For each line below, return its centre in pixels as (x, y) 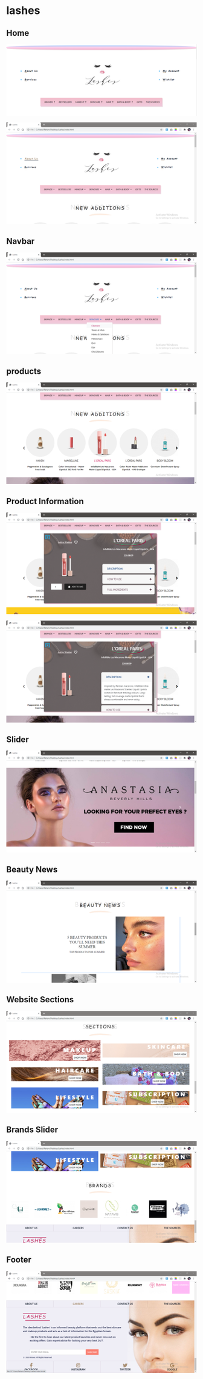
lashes (23, 11)
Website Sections (40, 1000)
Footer (19, 1260)
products (24, 371)
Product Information (45, 501)
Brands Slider (32, 1130)
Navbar (21, 241)
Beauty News (32, 870)
